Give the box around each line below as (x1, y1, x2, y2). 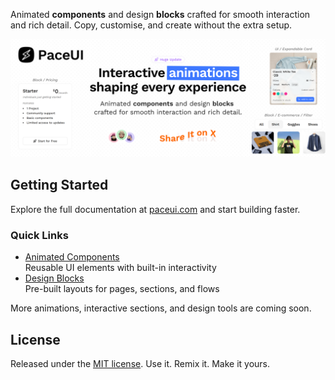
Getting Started (10, 177, 109, 194)
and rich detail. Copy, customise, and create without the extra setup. (10, 19, 293, 31)
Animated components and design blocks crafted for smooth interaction (10, 9, 311, 20)
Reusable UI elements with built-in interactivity (24, 262, 217, 274)
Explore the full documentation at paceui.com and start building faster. (10, 203, 301, 215)
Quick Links (10, 228, 69, 242)
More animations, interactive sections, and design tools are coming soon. (10, 302, 312, 314)
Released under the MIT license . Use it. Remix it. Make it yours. (10, 357, 270, 369)
